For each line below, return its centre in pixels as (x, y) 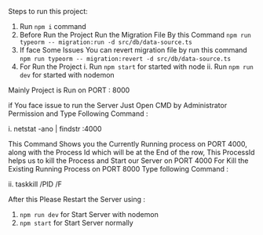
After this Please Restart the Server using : (77, 199)
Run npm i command (53, 26)
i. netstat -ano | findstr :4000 (55, 129)
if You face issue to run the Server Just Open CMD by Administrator (118, 105)
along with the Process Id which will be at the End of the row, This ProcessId (131, 152)
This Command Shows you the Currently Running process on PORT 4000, (128, 144)
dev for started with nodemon (67, 75)
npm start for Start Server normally (76, 223)
